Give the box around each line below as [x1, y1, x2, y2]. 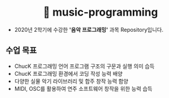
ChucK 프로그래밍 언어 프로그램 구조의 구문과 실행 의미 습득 [14, 63, 155, 70]
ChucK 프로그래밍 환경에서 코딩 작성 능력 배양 [14, 70, 123, 77]
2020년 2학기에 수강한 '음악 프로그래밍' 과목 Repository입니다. [14, 26, 164, 33]
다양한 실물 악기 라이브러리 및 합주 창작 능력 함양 [14, 78, 129, 85]
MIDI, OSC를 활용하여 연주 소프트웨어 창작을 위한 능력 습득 [14, 85, 153, 92]
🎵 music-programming [43, 5, 158, 19]
